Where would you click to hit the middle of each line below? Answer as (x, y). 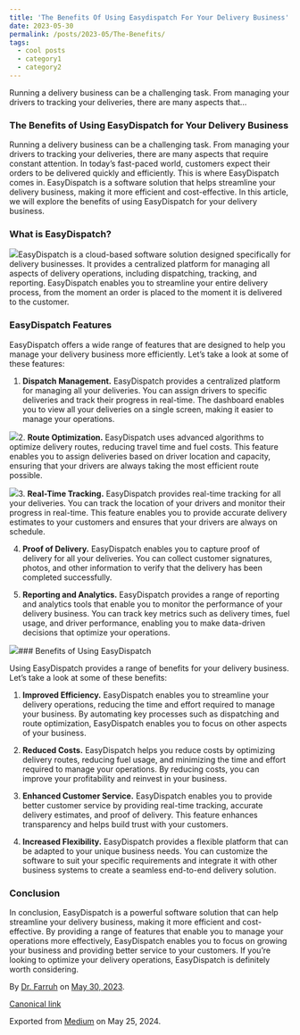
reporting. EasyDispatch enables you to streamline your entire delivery (139, 283)
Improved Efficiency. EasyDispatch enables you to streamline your (146, 695)
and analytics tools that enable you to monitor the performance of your (152, 604)
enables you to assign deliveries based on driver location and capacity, (140, 456)
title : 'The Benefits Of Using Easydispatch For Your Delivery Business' (150, 17)
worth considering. (44, 970)
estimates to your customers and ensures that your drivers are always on (144, 522)
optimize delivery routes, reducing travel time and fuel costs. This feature (144, 446)
